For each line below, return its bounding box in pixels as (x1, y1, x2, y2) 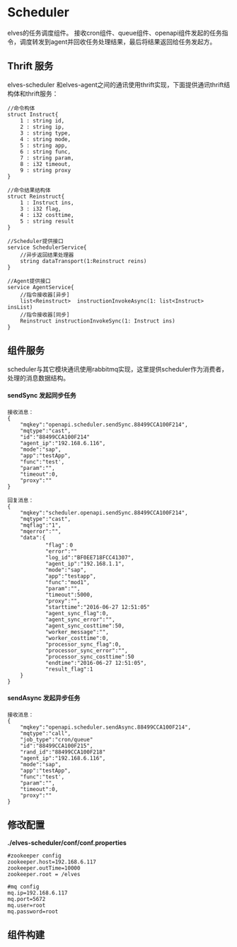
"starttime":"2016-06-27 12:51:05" (45, 603, 151, 610)
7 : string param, (20, 154, 74, 162)
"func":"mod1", (45, 578, 91, 585)
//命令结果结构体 (7, 186, 51, 194)
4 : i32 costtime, (20, 211, 74, 218)
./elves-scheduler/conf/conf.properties (7, 838, 127, 847)
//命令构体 (7, 104, 35, 112)
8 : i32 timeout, (20, 160, 71, 167)
